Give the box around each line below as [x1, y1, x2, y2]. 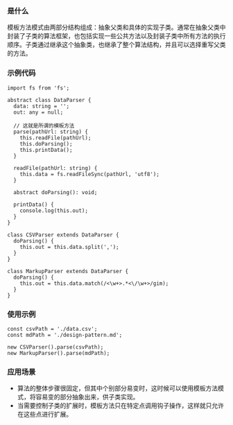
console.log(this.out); [19, 207, 89, 214]
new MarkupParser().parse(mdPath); [7, 349, 110, 356]
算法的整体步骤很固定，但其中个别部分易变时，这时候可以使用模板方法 [17, 384, 218, 392]
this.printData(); [19, 146, 73, 153]
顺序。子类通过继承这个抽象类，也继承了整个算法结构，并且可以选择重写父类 [7, 40, 226, 49]
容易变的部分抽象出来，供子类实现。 [35, 393, 139, 401]
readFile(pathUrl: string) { [13, 164, 98, 171]
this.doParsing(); [19, 140, 73, 147]
